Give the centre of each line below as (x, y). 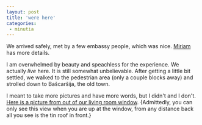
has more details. (28, 53)
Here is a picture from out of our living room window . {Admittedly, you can (99, 102)
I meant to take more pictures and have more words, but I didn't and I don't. (101, 96)
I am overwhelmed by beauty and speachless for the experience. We (93, 65)
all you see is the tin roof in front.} (49, 115)
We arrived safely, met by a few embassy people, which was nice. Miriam (99, 46)
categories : (21, 23)
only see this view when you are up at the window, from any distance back (100, 109)
